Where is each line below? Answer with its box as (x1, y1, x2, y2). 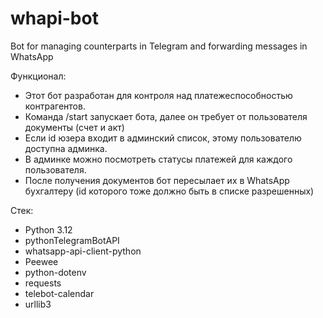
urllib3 (24, 298, 52, 310)
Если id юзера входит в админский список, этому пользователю (24, 132, 302, 144)
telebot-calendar (24, 287, 95, 299)
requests (24, 277, 62, 289)
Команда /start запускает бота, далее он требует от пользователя (24, 110, 308, 122)
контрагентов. (24, 100, 86, 112)
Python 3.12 (24, 223, 73, 236)
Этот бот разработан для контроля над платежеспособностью (24, 89, 293, 101)
